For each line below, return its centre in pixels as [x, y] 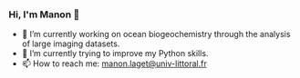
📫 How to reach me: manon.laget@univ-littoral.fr [114, 63]
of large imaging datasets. [71, 44]
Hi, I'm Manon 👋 [44, 15]
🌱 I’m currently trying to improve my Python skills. [115, 54]
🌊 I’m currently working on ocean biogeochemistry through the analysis [156, 34]
